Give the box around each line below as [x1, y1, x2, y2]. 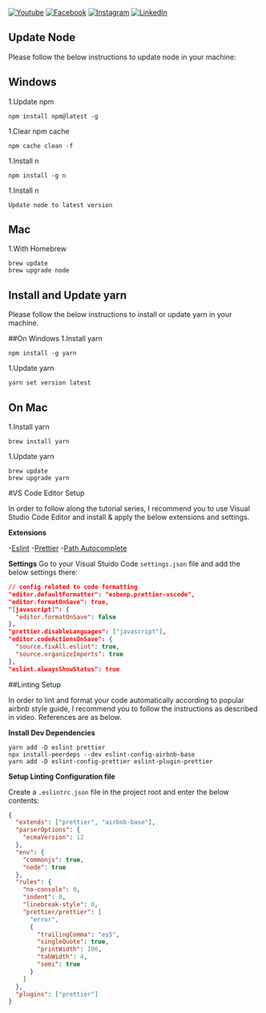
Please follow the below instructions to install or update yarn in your [8, 310, 232, 319]
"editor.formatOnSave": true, [8, 598, 110, 606]
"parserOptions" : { [15, 826, 81, 834]
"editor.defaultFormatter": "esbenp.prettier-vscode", [8, 590, 195, 598]
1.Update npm [8, 96, 54, 106]
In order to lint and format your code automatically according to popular [8, 695, 245, 705]
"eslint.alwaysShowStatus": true [8, 665, 120, 673]
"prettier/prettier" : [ [22, 908, 103, 916]
